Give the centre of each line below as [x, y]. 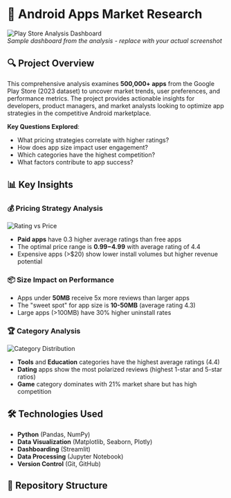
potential [30, 261]
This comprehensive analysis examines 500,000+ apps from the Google [111, 83]
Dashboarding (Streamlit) [54, 449]
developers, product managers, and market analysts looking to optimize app [116, 105]
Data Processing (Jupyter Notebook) [70, 456]
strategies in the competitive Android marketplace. [79, 113]
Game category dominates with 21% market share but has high [107, 384]
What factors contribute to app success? [75, 162]
